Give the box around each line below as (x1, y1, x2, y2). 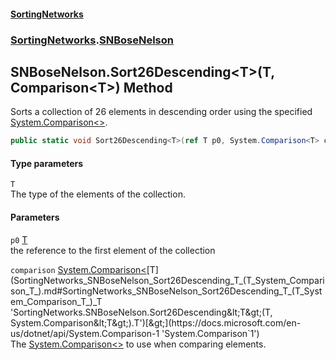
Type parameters (10, 157, 84, 169)
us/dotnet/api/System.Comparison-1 (10, 327, 160, 339)
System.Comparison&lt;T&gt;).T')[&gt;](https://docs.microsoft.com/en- (10, 316, 302, 329)
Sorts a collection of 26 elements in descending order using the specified (10, 106, 313, 118)
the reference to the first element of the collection (10, 244, 216, 256)
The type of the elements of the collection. (10, 188, 186, 200)
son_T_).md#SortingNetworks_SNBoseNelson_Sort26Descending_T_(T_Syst (10, 285, 323, 297)
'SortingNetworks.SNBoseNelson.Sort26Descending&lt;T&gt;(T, (10, 306, 273, 318)
